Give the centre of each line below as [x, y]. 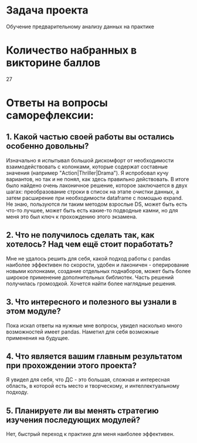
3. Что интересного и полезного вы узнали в [91, 302]
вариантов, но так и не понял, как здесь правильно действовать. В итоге [98, 179]
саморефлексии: [50, 116]
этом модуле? [34, 312]
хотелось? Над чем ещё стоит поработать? [90, 244]
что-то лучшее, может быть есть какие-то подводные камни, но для [92, 210]
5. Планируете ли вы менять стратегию [83, 410]
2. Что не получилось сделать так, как [80, 235]
